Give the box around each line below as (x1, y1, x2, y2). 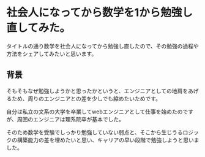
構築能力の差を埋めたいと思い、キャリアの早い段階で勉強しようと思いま (17, 136, 199, 144)
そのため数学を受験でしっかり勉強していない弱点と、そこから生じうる (6, 128, 184, 136)
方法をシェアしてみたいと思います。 (6, 50, 97, 57)
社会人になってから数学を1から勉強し (6, 6, 193, 20)
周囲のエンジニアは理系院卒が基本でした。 (17, 115, 124, 123)
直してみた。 (6, 21, 71, 35)
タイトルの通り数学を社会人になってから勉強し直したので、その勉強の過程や (6, 42, 199, 50)
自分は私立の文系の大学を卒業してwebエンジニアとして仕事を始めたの (6, 108, 183, 115)
